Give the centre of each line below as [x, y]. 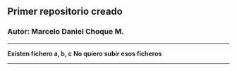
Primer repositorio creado [65, 12]
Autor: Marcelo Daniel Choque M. [66, 32]
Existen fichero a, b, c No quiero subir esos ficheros [85, 53]
